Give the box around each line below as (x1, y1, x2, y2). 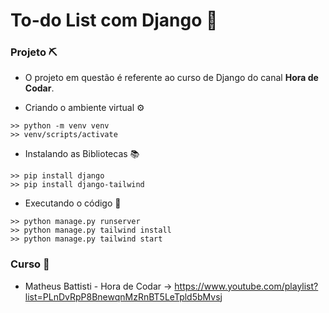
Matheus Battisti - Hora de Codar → (24, 280, 173, 292)
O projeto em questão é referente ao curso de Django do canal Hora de (24, 72, 319, 84)
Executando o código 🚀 (24, 197, 122, 209)
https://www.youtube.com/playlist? (174, 280, 319, 292)
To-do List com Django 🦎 (10, 9, 218, 32)
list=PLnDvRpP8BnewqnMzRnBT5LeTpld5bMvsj (24, 290, 223, 303)
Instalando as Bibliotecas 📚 (24, 148, 140, 160)
